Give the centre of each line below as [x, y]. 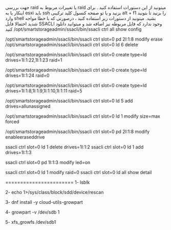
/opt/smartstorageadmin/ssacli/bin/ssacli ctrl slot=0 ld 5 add [69, 101]
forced [12, 122]
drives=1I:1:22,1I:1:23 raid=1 [34, 60]
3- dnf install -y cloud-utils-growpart [44, 202]
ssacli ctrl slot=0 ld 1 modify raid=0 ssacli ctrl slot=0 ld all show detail [79, 172]
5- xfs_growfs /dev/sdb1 [31, 222]
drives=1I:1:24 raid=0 [27, 75]
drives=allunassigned [28, 106]
